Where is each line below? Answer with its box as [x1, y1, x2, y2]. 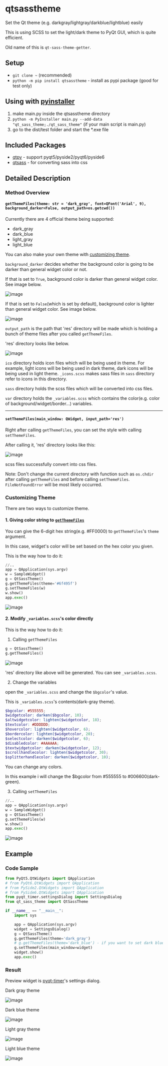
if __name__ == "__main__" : [5, 908, 64, 913]
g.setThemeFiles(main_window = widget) [14, 945, 93, 950]
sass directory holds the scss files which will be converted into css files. [5, 385, 153, 391]
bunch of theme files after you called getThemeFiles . [5, 331, 112, 337]
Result [5, 966, 21, 973]
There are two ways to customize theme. [5, 505, 89, 511]
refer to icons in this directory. [5, 376, 67, 382]
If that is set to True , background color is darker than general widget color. [5, 276, 158, 282]
